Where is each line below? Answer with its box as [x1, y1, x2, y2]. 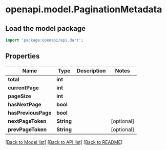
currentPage [8, 84, 39, 91]
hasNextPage [8, 101, 42, 108]
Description [76, 67, 106, 74]
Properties [5, 52, 40, 61]
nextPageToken [8, 117, 47, 124]
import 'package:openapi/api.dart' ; [5, 38, 83, 43]
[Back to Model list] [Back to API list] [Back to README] [5, 139, 123, 145]
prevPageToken [8, 126, 47, 133]
